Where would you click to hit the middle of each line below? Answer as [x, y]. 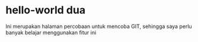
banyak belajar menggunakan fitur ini [51, 32]
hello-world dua [46, 10]
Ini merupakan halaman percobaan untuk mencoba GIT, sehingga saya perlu [99, 26]
